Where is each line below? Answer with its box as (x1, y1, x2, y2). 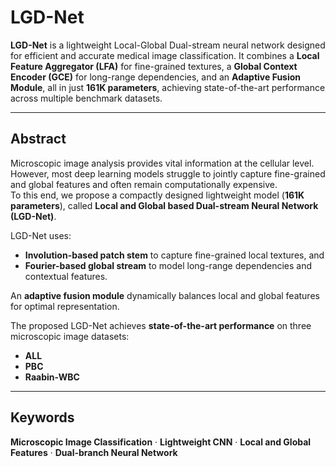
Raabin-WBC (24, 371, 80, 383)
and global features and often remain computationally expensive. (10, 178, 278, 190)
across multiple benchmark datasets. (10, 92, 163, 104)
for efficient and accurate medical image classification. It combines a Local (10, 49, 320, 61)
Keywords (10, 409, 75, 426)
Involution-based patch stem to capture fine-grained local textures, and (24, 249, 325, 261)
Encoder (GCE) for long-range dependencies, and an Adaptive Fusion (10, 71, 302, 83)
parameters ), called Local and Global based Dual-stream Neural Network (10, 199, 319, 211)
